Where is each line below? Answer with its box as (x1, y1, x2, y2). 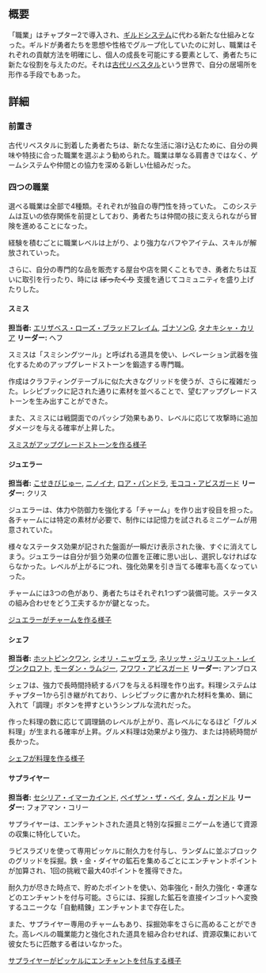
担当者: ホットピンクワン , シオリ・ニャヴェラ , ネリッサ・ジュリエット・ (8, 654, 242, 663)
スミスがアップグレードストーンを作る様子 (8, 440, 147, 449)
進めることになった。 (21, 221, 92, 230)
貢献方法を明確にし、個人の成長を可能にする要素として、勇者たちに (35, 50, 258, 59)
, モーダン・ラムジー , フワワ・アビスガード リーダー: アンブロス (50, 663, 258, 673)
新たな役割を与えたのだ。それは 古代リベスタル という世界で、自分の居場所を (8, 59, 258, 69)
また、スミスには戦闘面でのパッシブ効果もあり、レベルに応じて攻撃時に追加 (8, 413, 258, 422)
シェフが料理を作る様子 (8, 754, 85, 763)
